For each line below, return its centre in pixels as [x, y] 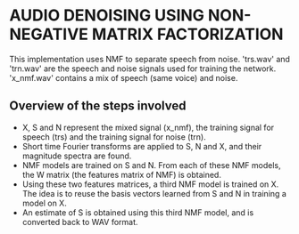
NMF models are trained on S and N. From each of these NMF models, [151, 165]
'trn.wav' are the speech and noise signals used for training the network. [143, 69]
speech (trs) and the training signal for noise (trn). [114, 137]
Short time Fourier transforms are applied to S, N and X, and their [142, 146]
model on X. [44, 203]
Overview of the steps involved [98, 106]
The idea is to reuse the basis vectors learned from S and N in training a [154, 193]
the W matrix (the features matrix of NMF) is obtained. [121, 174]
